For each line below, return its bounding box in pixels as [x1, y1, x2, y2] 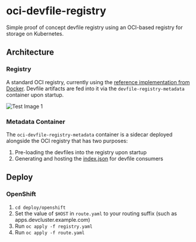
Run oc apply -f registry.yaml [14, 222, 93, 230]
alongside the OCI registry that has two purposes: [6, 137, 128, 144]
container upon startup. [6, 91, 64, 98]
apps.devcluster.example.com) [14, 216, 90, 223]
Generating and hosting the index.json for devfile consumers [14, 155, 163, 162]
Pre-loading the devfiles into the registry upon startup [14, 148, 147, 155]
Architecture [6, 47, 55, 58]
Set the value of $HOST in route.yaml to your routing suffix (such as [14, 209, 177, 217]
